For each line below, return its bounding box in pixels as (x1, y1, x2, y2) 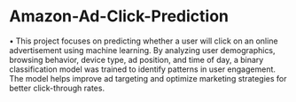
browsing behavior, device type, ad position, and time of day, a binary (9, 54, 264, 65)
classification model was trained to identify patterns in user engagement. (9, 64, 277, 75)
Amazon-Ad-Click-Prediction (9, 6, 229, 27)
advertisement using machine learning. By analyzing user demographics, (9, 44, 277, 55)
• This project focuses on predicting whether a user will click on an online (9, 35, 278, 46)
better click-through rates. (9, 82, 105, 93)
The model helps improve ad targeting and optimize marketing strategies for (9, 73, 287, 83)
